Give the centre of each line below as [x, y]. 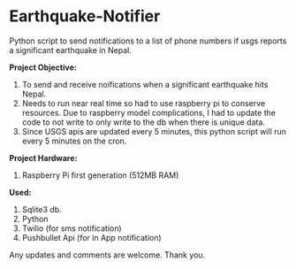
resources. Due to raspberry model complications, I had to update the [149, 112]
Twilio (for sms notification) [72, 228]
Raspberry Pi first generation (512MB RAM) [100, 175]
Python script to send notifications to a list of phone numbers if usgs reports [148, 41]
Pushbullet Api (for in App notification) [91, 237]
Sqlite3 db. [42, 209]
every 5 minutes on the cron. [74, 141]
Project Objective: [43, 67]
